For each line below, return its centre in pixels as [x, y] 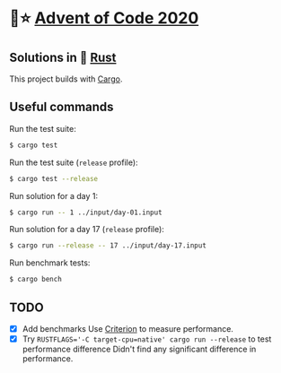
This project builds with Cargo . [66, 79]
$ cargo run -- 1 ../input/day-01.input [86, 213]
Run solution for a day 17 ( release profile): [87, 230]
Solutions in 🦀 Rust [63, 57]
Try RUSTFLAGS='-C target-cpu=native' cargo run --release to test [147, 339]
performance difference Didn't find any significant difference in [139, 349]
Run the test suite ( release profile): [74, 162]
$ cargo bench [36, 280]
